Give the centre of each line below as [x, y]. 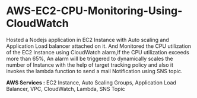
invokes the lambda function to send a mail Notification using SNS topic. [94, 71]
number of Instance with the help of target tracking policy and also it [90, 65]
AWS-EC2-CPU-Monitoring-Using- [94, 11]
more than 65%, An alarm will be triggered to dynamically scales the [90, 58]
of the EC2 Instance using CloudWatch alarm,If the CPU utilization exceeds [98, 52]
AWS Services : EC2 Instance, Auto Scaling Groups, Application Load [91, 82]
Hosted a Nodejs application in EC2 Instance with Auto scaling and [88, 40]
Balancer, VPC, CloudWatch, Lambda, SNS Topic [66, 89]
